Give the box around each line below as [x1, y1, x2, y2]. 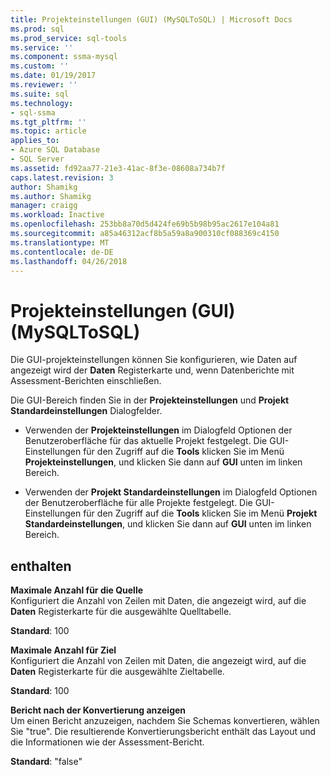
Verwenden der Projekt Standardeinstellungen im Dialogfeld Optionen [24, 486, 318, 498]
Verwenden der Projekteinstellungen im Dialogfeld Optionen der [24, 424, 293, 436]
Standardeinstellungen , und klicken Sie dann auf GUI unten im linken [24, 518, 312, 530]
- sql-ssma [10, 107, 56, 118]
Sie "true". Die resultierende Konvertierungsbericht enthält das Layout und [10, 726, 317, 738]
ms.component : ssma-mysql [10, 52, 118, 62]
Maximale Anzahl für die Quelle [10, 584, 144, 596]
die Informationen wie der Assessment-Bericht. [10, 736, 205, 748]
